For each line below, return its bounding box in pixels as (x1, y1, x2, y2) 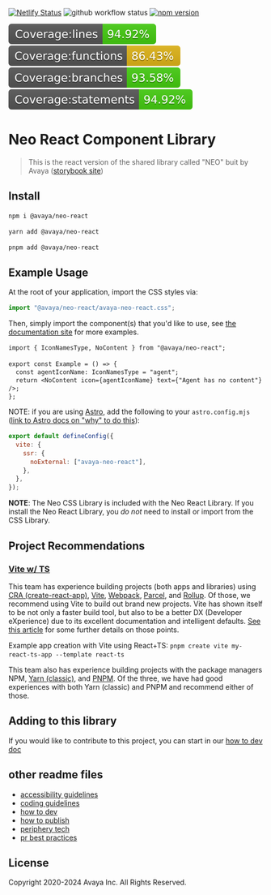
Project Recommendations (8, 539, 146, 553)
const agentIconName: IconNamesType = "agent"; (15, 368, 180, 377)
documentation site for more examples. (8, 327, 139, 337)
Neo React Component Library (8, 131, 217, 149)
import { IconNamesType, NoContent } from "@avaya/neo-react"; (8, 344, 227, 352)
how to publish (19, 815, 70, 825)
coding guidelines (19, 798, 80, 807)
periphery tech (19, 824, 70, 833)
